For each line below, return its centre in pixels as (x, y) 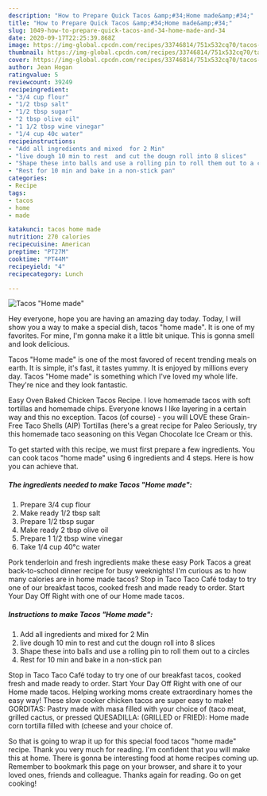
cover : (19, 60)
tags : (17, 193)
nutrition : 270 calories (49, 237)
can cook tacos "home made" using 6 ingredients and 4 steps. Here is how (131, 458)
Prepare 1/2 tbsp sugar (57, 522)
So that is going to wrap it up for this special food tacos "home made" (122, 741)
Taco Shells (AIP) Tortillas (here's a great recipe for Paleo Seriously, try (141, 425)
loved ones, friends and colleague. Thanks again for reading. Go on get (125, 775)
